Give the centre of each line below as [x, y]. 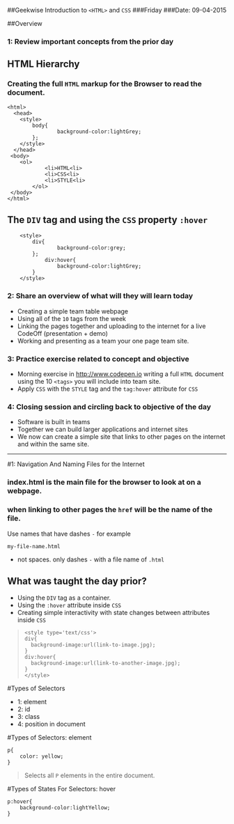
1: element [32, 702]
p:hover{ [20, 802]
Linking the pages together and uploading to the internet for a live [111, 326]
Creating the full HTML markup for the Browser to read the [104, 84]
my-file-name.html [34, 546]
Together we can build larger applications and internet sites [102, 429]
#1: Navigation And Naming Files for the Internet [76, 464]
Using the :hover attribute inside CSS [69, 605]
